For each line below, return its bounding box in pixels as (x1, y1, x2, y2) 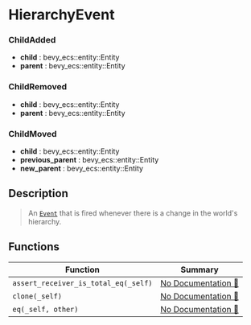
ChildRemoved (8, 81, 67, 93)
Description (8, 187, 68, 200)
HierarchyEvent (8, 6, 115, 24)
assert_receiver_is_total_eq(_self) (12, 278, 153, 287)
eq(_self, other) (12, 304, 79, 314)
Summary (180, 264, 219, 275)
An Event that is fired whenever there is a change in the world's (27, 208, 238, 218)
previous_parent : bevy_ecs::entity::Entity (19, 155, 159, 165)
